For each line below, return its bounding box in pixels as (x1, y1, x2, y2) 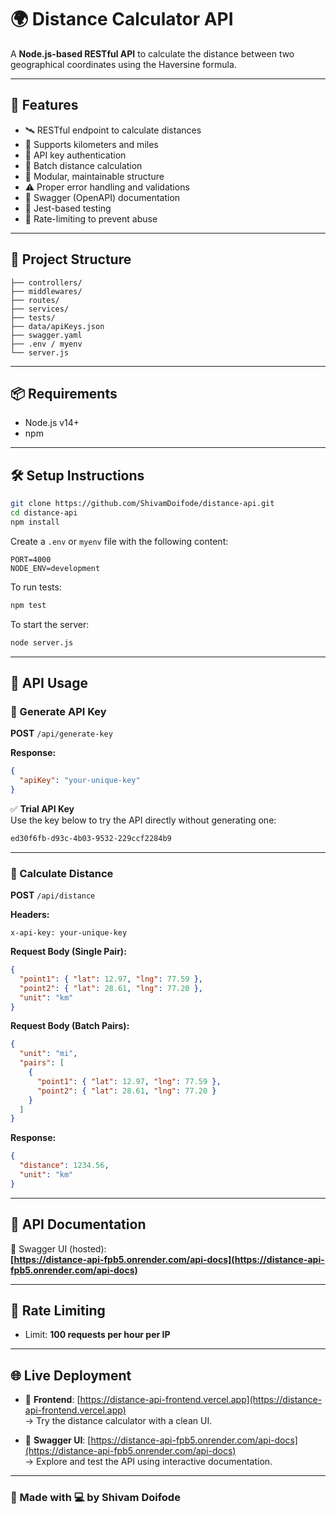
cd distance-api (10, 508, 78, 518)
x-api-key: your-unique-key (10, 928, 128, 938)
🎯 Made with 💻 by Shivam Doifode (10, 1491, 181, 1505)
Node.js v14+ (24, 417, 80, 429)
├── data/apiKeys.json (10, 321, 105, 331)
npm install (10, 517, 60, 527)
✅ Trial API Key (10, 802, 75, 815)
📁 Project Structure (10, 251, 132, 268)
